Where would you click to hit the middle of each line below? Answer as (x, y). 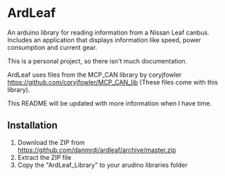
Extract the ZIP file (44, 157)
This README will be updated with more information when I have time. (110, 103)
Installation (32, 126)
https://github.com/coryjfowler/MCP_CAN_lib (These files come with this (113, 82)
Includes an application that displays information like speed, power (104, 39)
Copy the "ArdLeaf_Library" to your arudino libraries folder (103, 165)
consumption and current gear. (52, 47)
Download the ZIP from (51, 142)
